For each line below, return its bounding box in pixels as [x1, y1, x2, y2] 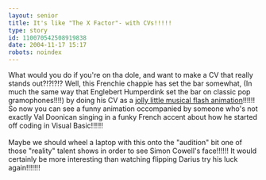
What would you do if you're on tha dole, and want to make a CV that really [8, 71, 254, 79]
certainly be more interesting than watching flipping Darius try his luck [8, 155, 238, 163]
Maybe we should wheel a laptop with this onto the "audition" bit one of [8, 138, 242, 147]
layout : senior [8, 11, 59, 20]
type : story [8, 26, 48, 34]
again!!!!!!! [8, 163, 41, 172]
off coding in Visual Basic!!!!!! [8, 121, 103, 130]
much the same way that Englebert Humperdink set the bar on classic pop [8, 87, 251, 96]
